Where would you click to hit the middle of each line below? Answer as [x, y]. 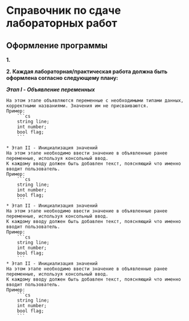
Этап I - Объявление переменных [51, 90]
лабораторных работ [62, 23]
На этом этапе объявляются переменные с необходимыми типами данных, [95, 100]
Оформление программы [57, 45]
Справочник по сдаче [64, 11]
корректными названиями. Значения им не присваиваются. [77, 106]
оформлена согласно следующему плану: [62, 78]
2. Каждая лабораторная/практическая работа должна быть [87, 72]
